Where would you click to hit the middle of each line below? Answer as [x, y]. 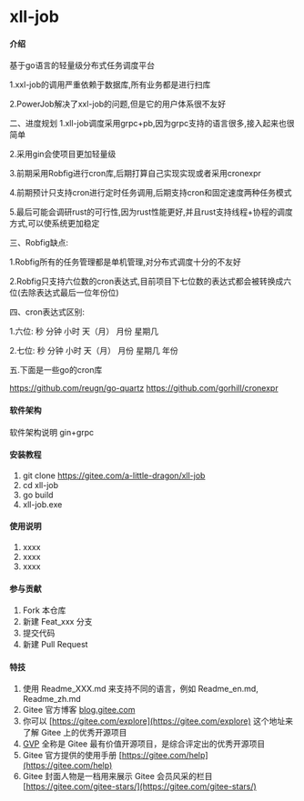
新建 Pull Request [55, 645]
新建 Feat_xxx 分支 [57, 622]
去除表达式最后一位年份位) [70, 293]
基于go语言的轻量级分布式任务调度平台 [82, 65]
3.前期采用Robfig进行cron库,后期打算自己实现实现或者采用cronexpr [136, 174]
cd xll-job [41, 485]
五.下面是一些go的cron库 [56, 370]
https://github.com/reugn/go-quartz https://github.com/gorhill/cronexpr [144, 388]
